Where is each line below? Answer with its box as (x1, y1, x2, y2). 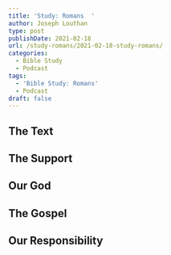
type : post (8, 27, 45, 35)
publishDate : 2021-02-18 (8, 34, 92, 43)
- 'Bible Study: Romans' (15, 79, 99, 87)
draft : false (8, 94, 52, 102)
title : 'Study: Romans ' (8, 11, 95, 20)
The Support (8, 152, 73, 165)
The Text (8, 124, 54, 138)
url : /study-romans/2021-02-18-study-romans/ (8, 42, 163, 50)
